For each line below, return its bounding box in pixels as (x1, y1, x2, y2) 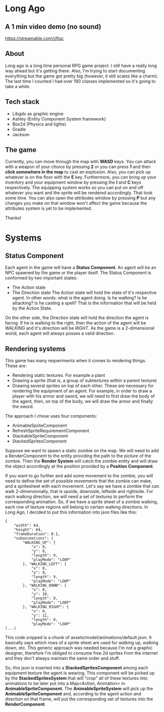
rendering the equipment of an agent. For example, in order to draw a (12, 388, 152, 394)
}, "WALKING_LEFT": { (23, 562, 67, 566)
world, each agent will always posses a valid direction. (5, 330, 115, 336)
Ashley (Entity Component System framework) (12, 116, 106, 122)
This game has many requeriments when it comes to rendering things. (5, 358, 147, 364)
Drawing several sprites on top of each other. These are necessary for (12, 383, 154, 389)
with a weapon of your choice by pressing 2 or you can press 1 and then (5, 164, 151, 170)
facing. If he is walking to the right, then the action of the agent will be (5, 320, 146, 326)
